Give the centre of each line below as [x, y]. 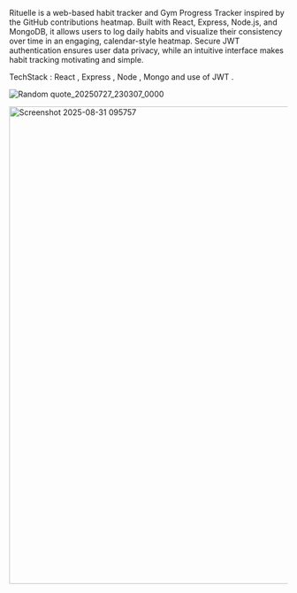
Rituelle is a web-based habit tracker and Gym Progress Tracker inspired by [147, 13]
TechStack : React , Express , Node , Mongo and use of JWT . [122, 77]
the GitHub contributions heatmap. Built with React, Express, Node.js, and [143, 22]
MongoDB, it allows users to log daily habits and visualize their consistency [146, 31]
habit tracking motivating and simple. [76, 60]
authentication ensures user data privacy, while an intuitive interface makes [147, 50]
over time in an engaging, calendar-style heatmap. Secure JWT [125, 41]
